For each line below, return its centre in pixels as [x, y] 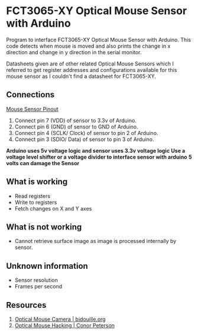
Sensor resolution [36, 280]
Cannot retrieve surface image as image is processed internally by [95, 241]
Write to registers [36, 202]
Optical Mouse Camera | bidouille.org [60, 319]
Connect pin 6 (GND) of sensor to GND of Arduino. [76, 127]
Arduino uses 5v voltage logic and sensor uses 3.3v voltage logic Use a [96, 150]
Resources [26, 305]
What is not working [44, 227]
